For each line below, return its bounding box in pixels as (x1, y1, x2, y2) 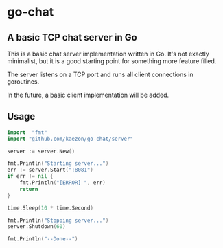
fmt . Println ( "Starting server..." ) (7, 160, 109, 167)
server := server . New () (7, 148, 75, 155)
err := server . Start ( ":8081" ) (7, 166, 94, 174)
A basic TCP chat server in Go (7, 32, 137, 43)
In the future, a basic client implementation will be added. (7, 91, 169, 99)
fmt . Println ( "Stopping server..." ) (7, 217, 109, 224)
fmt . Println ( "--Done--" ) (7, 236, 78, 243)
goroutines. (7, 78, 40, 86)
